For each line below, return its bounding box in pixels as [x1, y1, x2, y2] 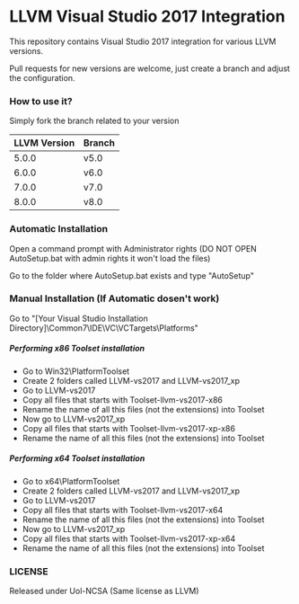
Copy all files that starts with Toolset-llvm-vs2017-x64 [22, 504, 224, 515]
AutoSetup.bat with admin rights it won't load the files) [9, 253, 211, 263]
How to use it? [9, 94, 74, 107]
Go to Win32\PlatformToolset [22, 366, 130, 377]
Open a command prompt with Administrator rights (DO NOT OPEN [9, 243, 258, 253]
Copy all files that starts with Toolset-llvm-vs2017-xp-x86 [22, 422, 236, 433]
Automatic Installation [9, 223, 109, 235]
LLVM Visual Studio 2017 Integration [9, 6, 286, 27]
